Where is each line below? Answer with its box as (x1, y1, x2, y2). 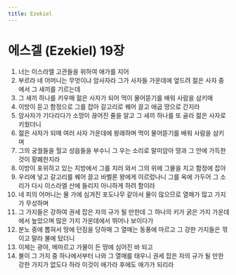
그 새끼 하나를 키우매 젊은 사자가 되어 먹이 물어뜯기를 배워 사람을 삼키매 (18, 93, 214, 102)
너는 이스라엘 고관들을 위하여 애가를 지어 (18, 67, 129, 76)
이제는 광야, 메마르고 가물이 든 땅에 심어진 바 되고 (18, 243, 153, 251)
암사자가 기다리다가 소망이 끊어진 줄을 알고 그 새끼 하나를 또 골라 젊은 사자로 (18, 111, 227, 119)
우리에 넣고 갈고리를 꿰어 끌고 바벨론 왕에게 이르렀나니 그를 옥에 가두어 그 (18, 173, 219, 181)
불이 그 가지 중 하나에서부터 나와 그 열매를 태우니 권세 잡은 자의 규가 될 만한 (18, 251, 224, 260)
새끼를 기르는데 (39, 85, 81, 93)
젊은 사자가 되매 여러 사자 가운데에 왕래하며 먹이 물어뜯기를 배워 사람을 (18, 128, 211, 137)
